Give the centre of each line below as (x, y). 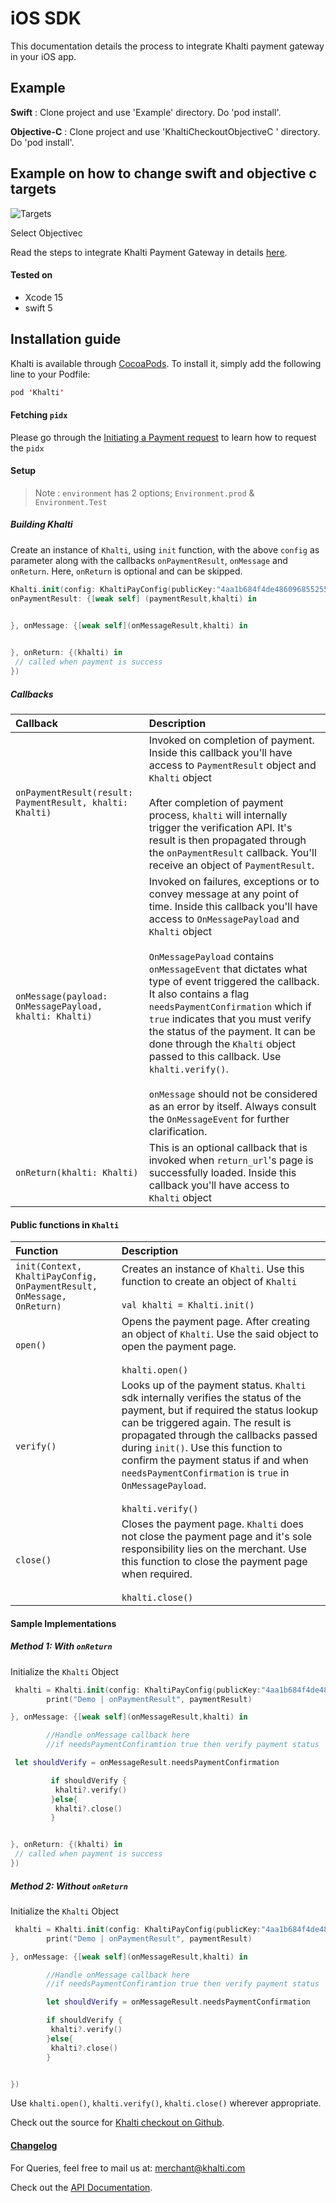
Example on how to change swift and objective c (163, 173)
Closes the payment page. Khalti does (212, 1524)
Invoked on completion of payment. (231, 740)
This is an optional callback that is (228, 1147)
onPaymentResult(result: (74, 792)
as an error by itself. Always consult (232, 1106)
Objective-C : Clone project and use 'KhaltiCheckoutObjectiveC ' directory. (165, 131)
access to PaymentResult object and (232, 765)
